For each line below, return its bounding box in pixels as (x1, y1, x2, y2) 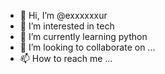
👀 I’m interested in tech (19, 20, 115, 32)
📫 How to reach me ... (19, 53, 113, 64)
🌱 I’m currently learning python (19, 31, 148, 42)
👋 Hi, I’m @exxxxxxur (19, 10, 108, 21)
